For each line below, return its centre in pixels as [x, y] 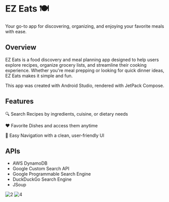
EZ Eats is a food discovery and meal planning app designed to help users [82, 60]
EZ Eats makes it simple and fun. [39, 76]
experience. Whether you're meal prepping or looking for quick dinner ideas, [85, 70]
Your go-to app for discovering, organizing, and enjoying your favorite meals [85, 26]
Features [19, 101]
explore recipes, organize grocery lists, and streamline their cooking [76, 65]
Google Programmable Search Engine [52, 174]
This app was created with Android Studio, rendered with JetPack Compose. [85, 85]
